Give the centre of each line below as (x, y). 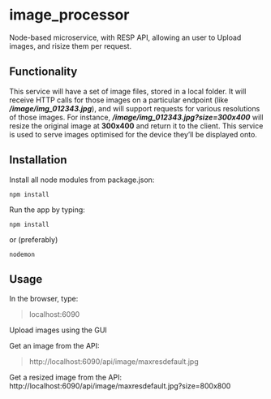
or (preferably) (34, 239)
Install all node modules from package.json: (82, 180)
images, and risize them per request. (71, 46)
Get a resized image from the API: (66, 377)
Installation (38, 160)
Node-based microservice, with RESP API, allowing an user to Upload (125, 37)
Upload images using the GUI (58, 330)
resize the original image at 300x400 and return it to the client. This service (136, 126)
